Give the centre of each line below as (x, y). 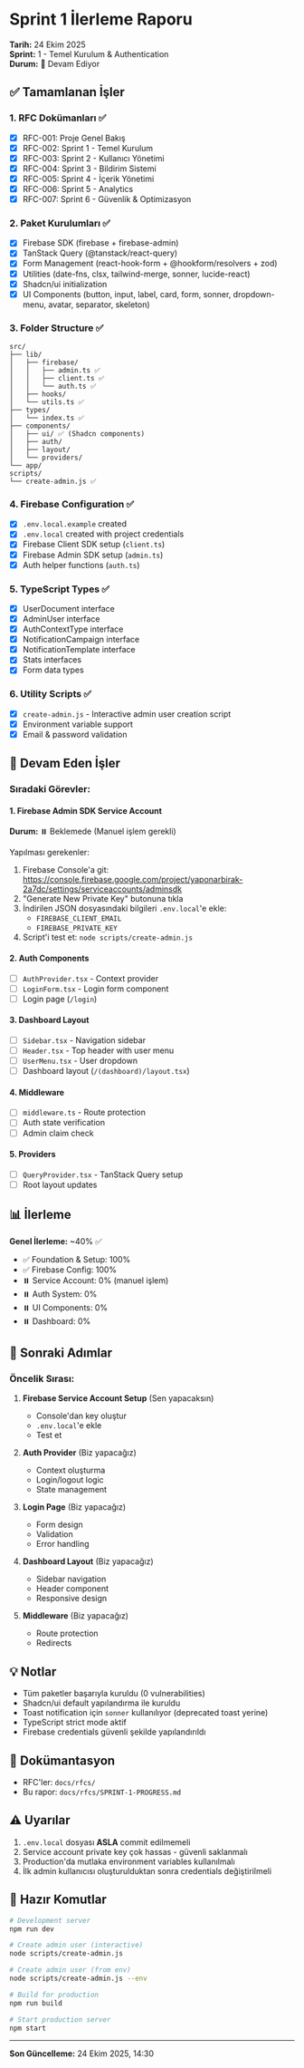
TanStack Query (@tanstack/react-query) (100, 253)
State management (71, 1490)
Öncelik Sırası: (42, 1379)
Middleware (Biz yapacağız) (76, 1616)
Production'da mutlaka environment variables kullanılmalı (128, 1861)
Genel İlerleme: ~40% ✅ (56, 1241)
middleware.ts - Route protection (84, 1112)
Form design (59, 1525)
